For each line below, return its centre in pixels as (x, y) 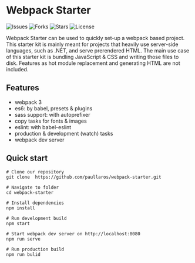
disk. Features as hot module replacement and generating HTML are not (93, 63)
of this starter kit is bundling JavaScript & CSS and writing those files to (93, 57)
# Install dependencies (35, 203)
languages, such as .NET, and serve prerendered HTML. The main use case (98, 50)
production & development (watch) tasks (64, 133)
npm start (18, 223)
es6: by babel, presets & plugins (53, 108)
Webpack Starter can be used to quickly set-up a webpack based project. (95, 38)
